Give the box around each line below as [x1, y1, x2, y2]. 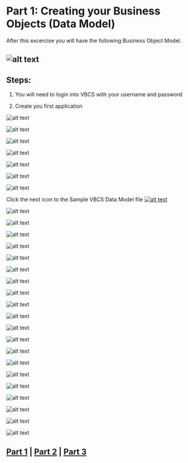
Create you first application [14, 102, 83, 110]
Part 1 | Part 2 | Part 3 [6, 447, 87, 457]
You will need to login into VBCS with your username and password [14, 91, 183, 98]
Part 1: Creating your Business [6, 4, 161, 18]
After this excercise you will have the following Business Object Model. [6, 37, 182, 44]
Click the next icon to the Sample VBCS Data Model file [6, 196, 143, 203]
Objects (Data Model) [6, 17, 116, 31]
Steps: [6, 75, 31, 85]
